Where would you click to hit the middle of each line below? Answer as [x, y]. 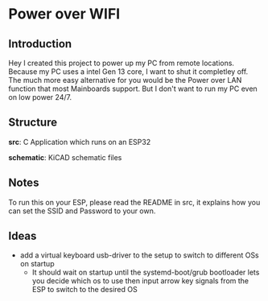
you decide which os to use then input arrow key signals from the [140, 281]
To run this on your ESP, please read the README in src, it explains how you [134, 202]
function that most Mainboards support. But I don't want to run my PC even [133, 89]
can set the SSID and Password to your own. [82, 211]
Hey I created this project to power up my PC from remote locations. [122, 63]
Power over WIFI [64, 14]
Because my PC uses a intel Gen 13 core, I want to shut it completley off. [128, 72]
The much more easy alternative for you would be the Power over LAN [125, 80]
